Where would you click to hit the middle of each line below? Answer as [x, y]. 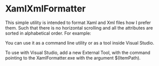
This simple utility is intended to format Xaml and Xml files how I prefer [78, 22]
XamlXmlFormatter [46, 9]
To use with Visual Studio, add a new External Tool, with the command [78, 52]
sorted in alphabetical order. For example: [48, 33]
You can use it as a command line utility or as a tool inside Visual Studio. [80, 42]
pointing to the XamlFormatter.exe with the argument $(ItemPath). [73, 57]
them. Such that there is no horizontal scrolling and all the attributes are [79, 27]
